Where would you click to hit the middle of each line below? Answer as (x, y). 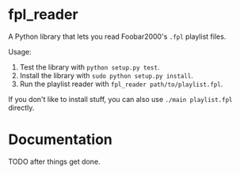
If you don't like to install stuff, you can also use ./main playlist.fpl (120, 99)
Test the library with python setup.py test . (90, 67)
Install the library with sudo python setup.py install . (107, 75)
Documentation (61, 140)
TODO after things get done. (54, 161)
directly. (21, 108)
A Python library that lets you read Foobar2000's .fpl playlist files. (117, 36)
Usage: (20, 51)
